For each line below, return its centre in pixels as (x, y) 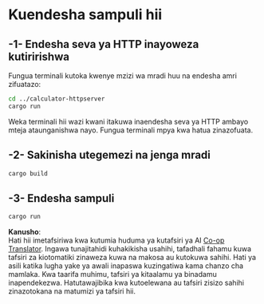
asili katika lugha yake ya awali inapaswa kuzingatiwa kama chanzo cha (126, 266)
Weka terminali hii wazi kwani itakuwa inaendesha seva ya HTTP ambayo (128, 121)
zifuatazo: (25, 84)
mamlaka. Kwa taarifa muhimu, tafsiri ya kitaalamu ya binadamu (112, 274)
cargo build (28, 173)
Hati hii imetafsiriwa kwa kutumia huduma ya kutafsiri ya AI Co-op (116, 240)
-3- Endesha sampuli (61, 198)
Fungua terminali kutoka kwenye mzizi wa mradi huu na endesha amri (123, 76)
